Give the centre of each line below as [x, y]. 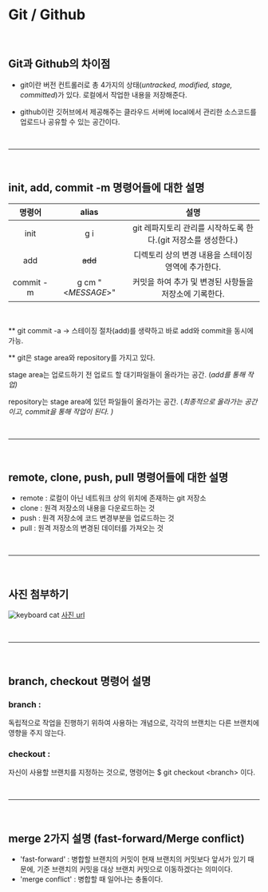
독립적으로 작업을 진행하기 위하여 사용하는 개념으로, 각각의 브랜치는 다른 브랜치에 [134, 723]
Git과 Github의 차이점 [59, 64]
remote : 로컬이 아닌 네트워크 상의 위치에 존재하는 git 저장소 [113, 498]
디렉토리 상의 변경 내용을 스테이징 [193, 255]
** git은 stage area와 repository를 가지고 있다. [82, 357]
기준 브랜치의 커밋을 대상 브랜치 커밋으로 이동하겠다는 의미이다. [135, 869]
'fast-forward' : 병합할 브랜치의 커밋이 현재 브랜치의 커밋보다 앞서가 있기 [133, 859]
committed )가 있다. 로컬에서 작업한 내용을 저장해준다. [103, 94]
